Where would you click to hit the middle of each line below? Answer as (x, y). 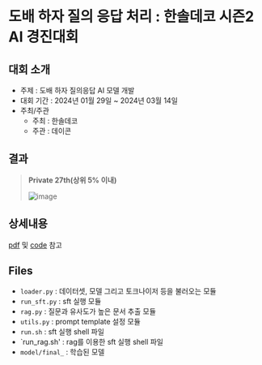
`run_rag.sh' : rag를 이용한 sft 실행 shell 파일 (92, 342)
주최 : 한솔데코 (55, 121)
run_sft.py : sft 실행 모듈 (61, 302)
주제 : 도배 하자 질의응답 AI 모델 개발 (77, 90)
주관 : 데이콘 (51, 131)
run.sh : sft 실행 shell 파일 (62, 332)
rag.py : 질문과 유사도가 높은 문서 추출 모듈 (88, 311)
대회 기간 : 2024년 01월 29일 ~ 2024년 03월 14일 (99, 101)
